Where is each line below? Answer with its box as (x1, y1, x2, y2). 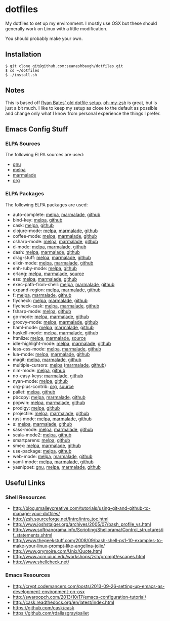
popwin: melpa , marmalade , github (12, 400, 85, 406)
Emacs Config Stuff (5, 125, 68, 134)
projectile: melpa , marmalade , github (12, 410, 90, 416)
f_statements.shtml (12, 532, 53, 538)
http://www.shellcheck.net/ (12, 559, 70, 565)
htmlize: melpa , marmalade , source (12, 335, 86, 341)
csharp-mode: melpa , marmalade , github (12, 238, 98, 244)
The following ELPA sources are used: (5, 152, 84, 158)
